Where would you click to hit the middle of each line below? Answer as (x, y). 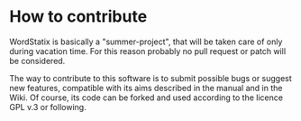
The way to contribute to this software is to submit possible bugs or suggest (151, 78)
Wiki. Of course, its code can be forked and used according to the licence (146, 98)
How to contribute (78, 17)
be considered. (37, 60)
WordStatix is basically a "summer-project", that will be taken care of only (146, 42)
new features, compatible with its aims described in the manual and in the (146, 88)
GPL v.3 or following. (48, 107)
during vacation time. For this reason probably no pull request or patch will (148, 51)
